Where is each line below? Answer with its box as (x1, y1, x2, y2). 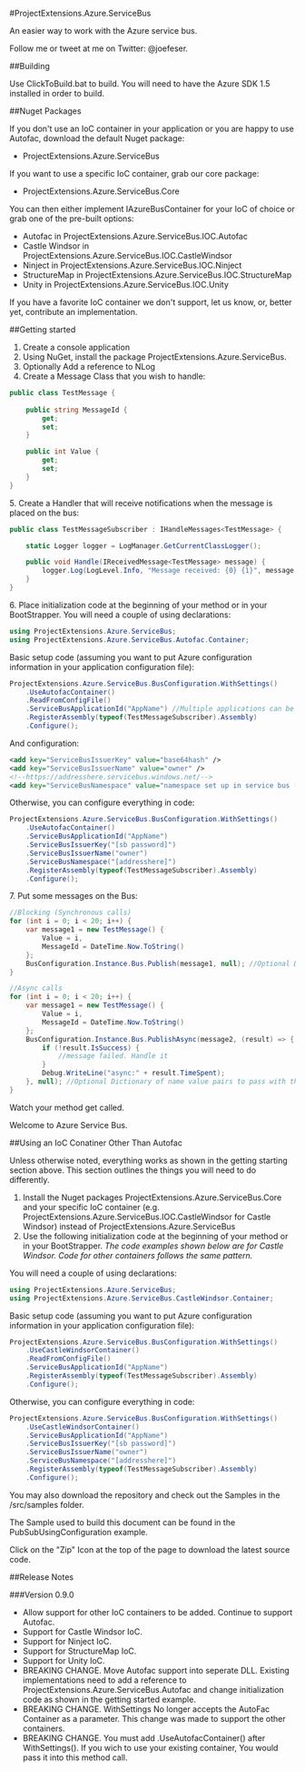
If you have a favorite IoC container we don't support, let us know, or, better (9, 297, 292, 308)
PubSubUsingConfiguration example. (9, 1526, 148, 1537)
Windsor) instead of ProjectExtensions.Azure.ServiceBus (22, 1220, 236, 1232)
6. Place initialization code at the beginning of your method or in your (9, 599, 268, 610)
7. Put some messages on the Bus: (9, 891, 138, 901)
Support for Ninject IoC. (22, 1635, 112, 1646)
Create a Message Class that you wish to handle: (22, 371, 206, 382)
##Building (9, 61, 50, 71)
